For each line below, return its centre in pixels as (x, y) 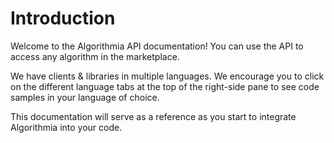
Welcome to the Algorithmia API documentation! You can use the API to (157, 46)
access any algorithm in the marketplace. (95, 56)
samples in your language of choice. (85, 97)
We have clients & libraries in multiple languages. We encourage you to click (167, 76)
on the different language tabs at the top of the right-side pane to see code (165, 86)
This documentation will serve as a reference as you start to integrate (153, 116)
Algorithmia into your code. (66, 127)
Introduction (63, 18)
